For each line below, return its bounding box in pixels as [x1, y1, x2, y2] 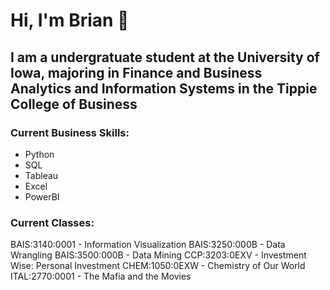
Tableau [24, 169, 59, 181]
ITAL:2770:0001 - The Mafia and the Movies [10, 270, 192, 283]
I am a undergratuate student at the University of [10, 49, 320, 66]
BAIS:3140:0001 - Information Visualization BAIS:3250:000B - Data [10, 239, 286, 251]
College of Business [10, 95, 138, 113]
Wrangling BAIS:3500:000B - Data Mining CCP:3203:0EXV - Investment [10, 249, 307, 261]
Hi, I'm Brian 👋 [10, 9, 130, 32]
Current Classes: [10, 215, 95, 229]
